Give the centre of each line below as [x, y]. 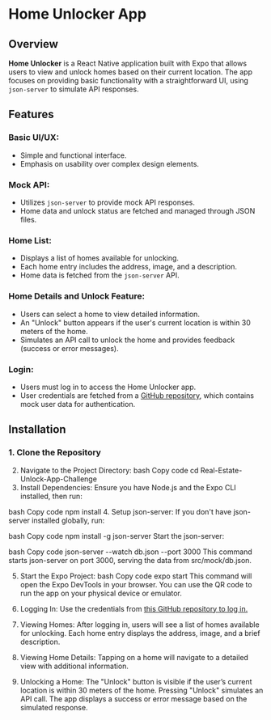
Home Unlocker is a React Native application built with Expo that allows [128, 63]
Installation [37, 430]
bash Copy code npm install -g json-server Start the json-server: [116, 536]
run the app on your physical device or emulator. [101, 593]
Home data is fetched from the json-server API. [100, 275]
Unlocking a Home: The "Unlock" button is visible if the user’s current [136, 681]
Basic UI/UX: [34, 138]
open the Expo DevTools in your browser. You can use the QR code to [136, 584]
